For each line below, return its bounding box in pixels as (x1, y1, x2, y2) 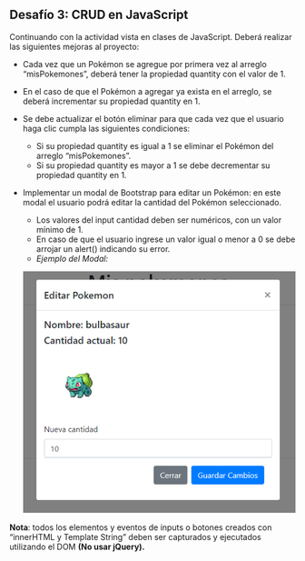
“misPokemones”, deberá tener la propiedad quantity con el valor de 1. (22, 68, 286, 79)
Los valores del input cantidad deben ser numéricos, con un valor (35, 214, 282, 225)
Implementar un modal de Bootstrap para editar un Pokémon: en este (22, 186, 281, 198)
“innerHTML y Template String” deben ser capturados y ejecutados (9, 531, 261, 542)
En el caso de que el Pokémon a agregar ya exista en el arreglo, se (22, 85, 272, 96)
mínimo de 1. (35, 224, 84, 235)
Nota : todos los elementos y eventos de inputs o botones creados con (9, 522, 272, 533)
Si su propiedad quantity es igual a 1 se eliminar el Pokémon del (35, 140, 274, 151)
